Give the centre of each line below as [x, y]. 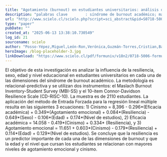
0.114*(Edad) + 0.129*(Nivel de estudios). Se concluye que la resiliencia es [82, 133]
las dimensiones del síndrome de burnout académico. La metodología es [80, 80]
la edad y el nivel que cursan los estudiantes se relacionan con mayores [79, 144]
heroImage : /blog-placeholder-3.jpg [43, 51]
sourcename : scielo [25, 42]
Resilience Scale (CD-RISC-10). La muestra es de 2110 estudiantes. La [77, 96]
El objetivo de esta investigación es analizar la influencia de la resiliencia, [80, 70]
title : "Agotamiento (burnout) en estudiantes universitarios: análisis [82, 10]
